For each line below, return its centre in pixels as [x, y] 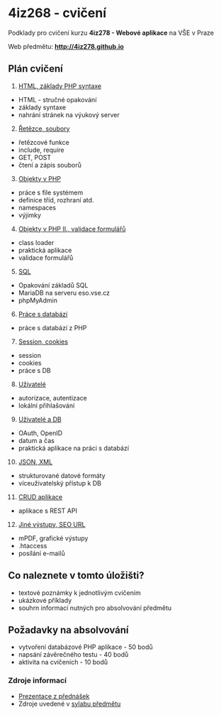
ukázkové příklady [45, 600]
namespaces [37, 207]
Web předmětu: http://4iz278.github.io [66, 46]
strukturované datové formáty [62, 475]
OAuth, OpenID [40, 433]
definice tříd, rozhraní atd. [56, 200]
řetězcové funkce [44, 142]
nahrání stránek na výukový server [69, 114]
